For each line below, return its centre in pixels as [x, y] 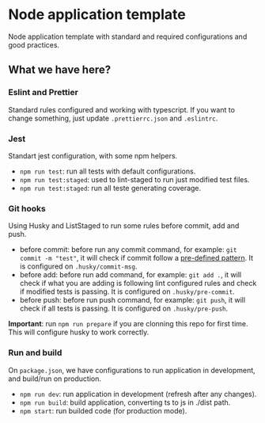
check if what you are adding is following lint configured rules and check [138, 284]
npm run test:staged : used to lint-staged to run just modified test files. [134, 179]
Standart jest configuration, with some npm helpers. [93, 155]
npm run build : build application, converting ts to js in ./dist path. [125, 402]
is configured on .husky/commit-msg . [78, 266]
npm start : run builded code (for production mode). [103, 410]
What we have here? [60, 70]
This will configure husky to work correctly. [79, 332]
